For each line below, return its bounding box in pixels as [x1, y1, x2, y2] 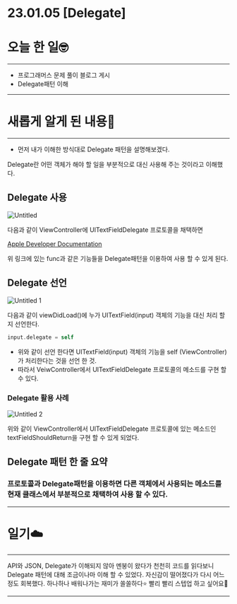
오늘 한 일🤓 [7, 40, 69, 56]
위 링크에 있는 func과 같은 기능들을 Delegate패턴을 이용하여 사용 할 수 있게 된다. [7, 254, 229, 262]
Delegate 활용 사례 [7, 393, 69, 403]
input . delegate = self [7, 334, 74, 341]
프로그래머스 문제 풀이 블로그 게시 [17, 71, 111, 79]
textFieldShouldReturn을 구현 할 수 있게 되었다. [7, 433, 140, 441]
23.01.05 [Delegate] [7, 5, 126, 21]
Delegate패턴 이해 [17, 80, 69, 88]
